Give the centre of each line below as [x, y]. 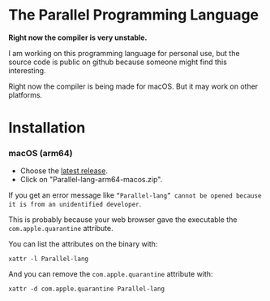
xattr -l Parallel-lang [49, 259]
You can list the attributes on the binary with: [83, 244]
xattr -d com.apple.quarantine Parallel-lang [86, 289]
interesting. [27, 70]
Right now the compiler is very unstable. [78, 37]
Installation [47, 128]
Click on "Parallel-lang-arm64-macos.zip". [91, 180]
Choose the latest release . [64, 171]
